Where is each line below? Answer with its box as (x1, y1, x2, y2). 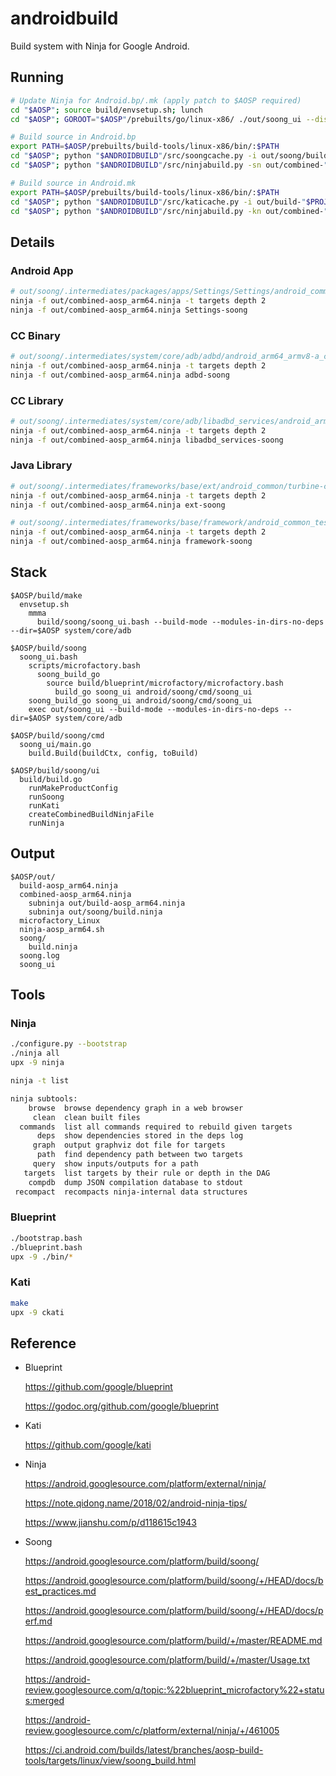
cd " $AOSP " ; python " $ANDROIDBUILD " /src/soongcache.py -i (10, 151, 257, 161)
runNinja (28, 818, 65, 828)
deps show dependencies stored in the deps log (36, 1131, 244, 1141)
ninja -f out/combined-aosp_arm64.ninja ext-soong (10, 500, 226, 510)
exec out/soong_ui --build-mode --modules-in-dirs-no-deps (28, 704, 280, 714)
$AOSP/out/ (10, 872, 56, 882)
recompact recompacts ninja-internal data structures (14, 1187, 248, 1197)
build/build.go (19, 774, 83, 784)
